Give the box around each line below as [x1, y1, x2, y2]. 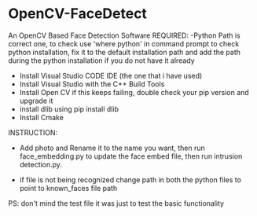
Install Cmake [19, 112, 64, 122]
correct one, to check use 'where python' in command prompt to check [8, 38, 240, 48]
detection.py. [19, 159, 63, 169]
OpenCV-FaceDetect [8, 5, 148, 23]
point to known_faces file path [19, 183, 118, 192]
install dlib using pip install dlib [19, 104, 119, 114]
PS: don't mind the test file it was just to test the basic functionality [8, 198, 225, 208]
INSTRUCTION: [8, 127, 57, 137]
